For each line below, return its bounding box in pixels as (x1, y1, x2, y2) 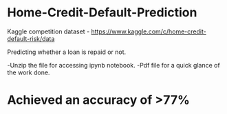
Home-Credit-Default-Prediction (7, 5, 197, 20)
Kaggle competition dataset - (7, 27, 90, 35)
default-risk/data (7, 34, 55, 42)
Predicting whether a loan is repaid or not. (7, 48, 127, 56)
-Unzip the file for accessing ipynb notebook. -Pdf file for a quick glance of (7, 61, 220, 69)
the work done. (7, 68, 50, 76)
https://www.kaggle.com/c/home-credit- (91, 27, 206, 35)
